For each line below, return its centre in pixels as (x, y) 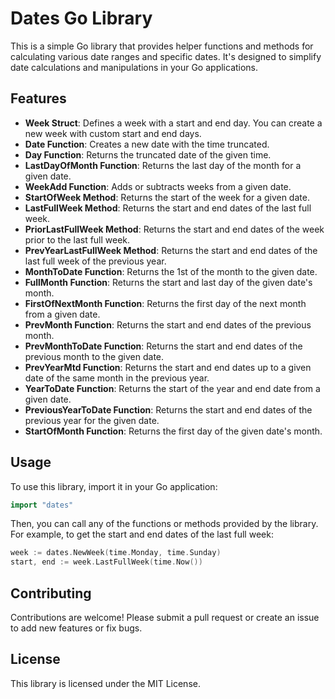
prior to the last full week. (77, 239)
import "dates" (42, 505)
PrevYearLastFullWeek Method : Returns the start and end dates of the (171, 250)
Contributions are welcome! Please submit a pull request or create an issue (165, 617)
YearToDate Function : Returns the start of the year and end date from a (172, 388)
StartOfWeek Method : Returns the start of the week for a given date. (167, 197)
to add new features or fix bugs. (76, 628)
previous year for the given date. (92, 420)
